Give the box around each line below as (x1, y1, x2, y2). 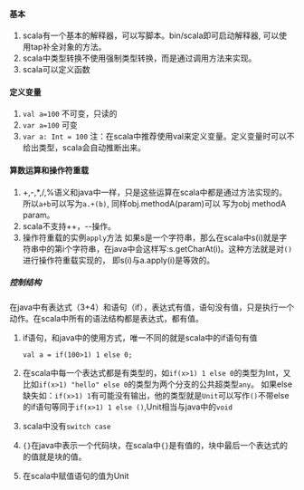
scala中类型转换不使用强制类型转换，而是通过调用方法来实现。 (22, 53, 257, 63)
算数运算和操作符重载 (9, 165, 89, 176)
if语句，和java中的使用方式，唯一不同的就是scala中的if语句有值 (22, 331, 258, 343)
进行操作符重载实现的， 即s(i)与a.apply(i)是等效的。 (22, 255, 215, 265)
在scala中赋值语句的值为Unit (22, 470, 129, 481)
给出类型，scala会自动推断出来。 (22, 142, 147, 153)
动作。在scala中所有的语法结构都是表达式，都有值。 (9, 312, 204, 323)
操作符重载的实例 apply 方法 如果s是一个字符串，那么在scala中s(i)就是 (22, 232, 280, 243)
